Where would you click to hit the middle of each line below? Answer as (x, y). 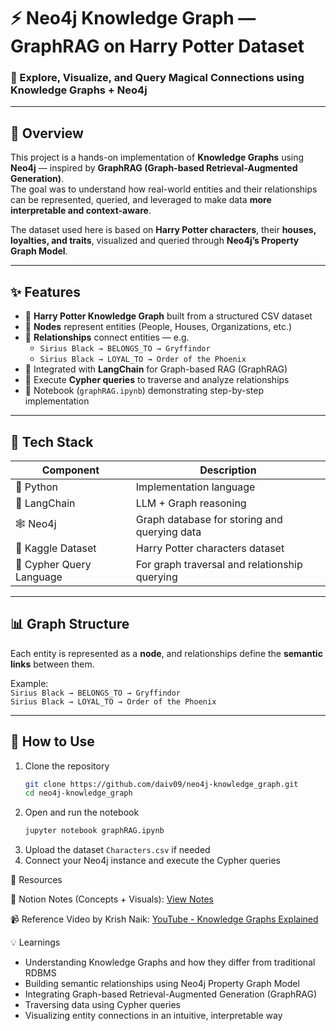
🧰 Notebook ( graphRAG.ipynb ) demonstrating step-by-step (144, 391)
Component (70, 470)
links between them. (52, 664)
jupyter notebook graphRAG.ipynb (94, 831)
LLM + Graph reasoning (191, 503)
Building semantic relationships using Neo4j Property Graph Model (162, 984)
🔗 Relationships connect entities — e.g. (107, 337)
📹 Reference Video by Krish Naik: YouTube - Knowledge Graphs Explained (164, 919)
